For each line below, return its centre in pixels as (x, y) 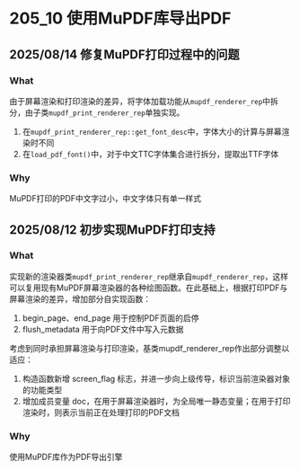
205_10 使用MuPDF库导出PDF (120, 18)
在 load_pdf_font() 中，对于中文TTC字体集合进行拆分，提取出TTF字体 (150, 154)
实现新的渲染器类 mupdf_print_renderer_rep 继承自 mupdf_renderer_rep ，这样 (149, 276)
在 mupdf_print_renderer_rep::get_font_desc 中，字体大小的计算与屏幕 (152, 131)
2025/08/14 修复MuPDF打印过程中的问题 (124, 54)
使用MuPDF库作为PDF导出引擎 (66, 457)
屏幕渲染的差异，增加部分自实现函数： (80, 298)
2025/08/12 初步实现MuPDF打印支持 (112, 230)
